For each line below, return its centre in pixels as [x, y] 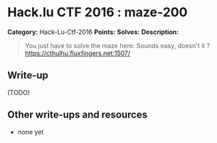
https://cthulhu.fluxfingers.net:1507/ [78, 53]
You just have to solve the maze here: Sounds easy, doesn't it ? [117, 45]
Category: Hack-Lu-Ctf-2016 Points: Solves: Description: [93, 32]
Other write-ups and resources [78, 115]
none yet [31, 132]
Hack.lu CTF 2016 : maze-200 [97, 12]
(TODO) [19, 92]
